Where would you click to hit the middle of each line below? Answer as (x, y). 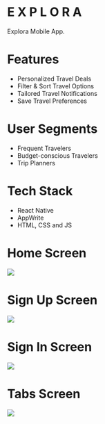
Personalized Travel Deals (54, 79)
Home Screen (47, 253)
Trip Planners (36, 163)
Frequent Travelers (44, 148)
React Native (35, 210)
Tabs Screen (44, 394)
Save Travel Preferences (52, 101)
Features (33, 59)
